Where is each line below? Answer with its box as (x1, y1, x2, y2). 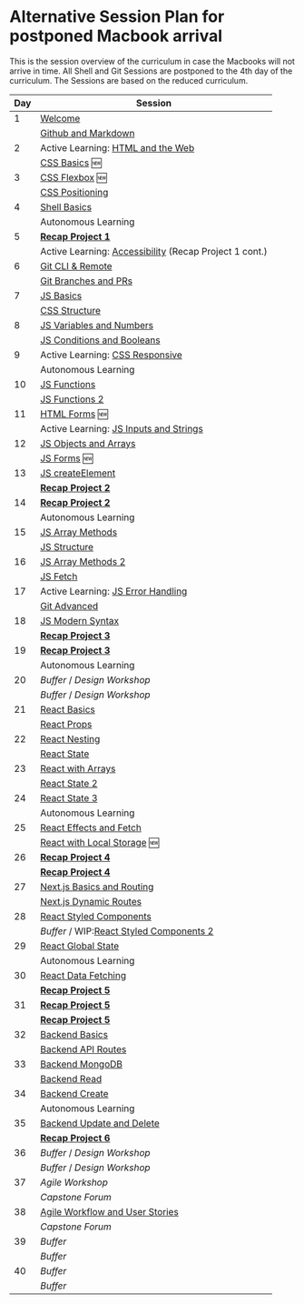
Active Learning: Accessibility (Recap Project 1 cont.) (40, 245, 268, 257)
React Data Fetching (40, 968, 127, 981)
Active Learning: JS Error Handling (40, 585, 188, 597)
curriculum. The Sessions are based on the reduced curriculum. (9, 75, 249, 85)
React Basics (40, 703, 95, 716)
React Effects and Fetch (40, 821, 142, 834)
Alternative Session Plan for (9, 6, 225, 27)
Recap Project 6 (40, 1131, 111, 1144)
